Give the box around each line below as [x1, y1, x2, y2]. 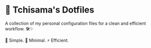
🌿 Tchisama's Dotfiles [5, 4, 95, 16]
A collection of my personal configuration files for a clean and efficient [5, 20, 146, 26]
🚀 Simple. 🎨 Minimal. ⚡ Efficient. [5, 37, 69, 43]
